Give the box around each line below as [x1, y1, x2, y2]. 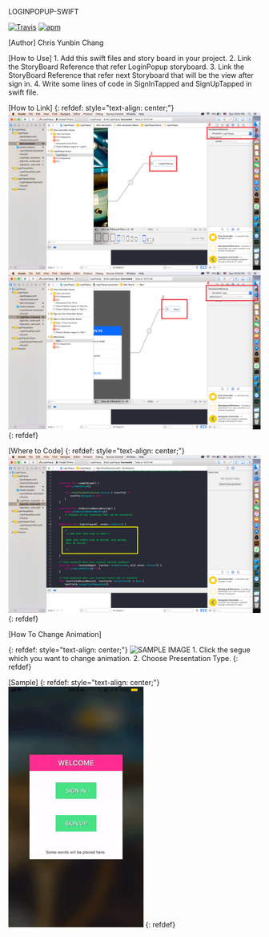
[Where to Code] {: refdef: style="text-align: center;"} [8, 446, 186, 456]
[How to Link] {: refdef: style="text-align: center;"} [8, 103, 175, 112]
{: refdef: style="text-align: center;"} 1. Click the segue [8, 645, 251, 655]
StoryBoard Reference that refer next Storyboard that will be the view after [8, 71, 255, 79]
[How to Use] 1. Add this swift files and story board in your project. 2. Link [8, 54, 252, 63]
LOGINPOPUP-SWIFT [8, 7, 79, 16]
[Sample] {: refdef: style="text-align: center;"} [8, 678, 160, 687]
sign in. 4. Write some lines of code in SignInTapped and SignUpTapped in [8, 79, 252, 88]
